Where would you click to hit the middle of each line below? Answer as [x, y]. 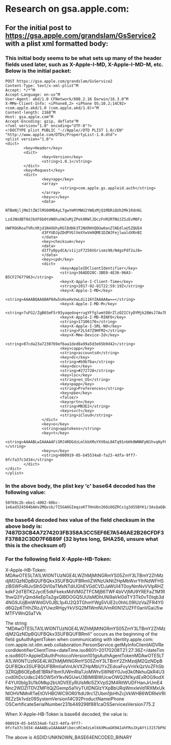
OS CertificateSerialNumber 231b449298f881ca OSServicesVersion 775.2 [80, 704]
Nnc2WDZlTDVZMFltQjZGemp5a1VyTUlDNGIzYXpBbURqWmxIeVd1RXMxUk [85, 688]
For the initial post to [39, 28]
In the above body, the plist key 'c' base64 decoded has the [80, 485]
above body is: [24, 526]
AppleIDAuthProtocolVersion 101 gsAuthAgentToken [81, 656]
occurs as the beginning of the [125, 634]
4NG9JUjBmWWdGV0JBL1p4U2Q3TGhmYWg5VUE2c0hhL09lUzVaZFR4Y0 [84, 603]
